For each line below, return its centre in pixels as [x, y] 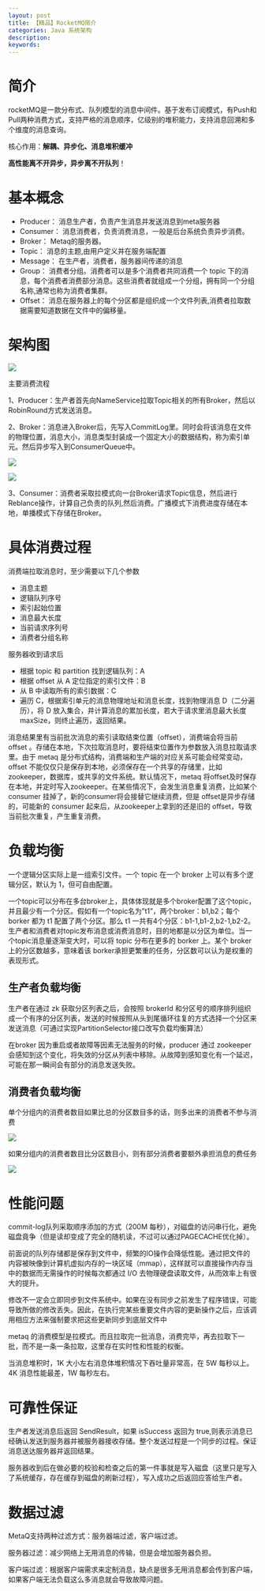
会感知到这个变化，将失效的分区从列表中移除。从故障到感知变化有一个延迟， [132, 1054]
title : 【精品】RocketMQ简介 [52, 23]
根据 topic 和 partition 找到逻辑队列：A [82, 671]
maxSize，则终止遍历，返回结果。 [75, 720]
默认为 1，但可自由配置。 [76, 884]
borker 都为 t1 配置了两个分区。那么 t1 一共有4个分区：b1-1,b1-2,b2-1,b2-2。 [131, 921]
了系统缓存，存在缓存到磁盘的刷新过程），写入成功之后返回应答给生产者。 [127, 1478]
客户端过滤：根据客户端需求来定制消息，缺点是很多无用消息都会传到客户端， [132, 1570]
